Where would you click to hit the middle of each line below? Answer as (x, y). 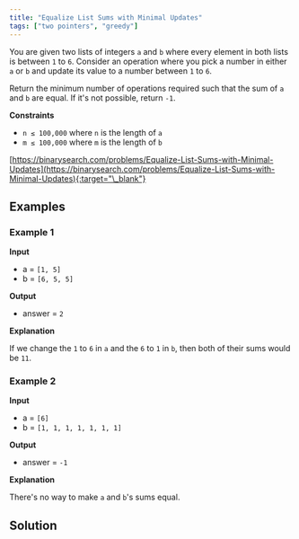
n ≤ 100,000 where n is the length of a (92, 132)
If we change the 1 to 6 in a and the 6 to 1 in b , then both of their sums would (150, 349)
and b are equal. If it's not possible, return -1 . (92, 97)
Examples (37, 206)
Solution (33, 525)
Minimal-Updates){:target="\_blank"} (78, 178)
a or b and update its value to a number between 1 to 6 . (111, 71)
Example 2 (33, 381)
